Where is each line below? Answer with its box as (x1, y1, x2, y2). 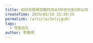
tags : (5, 21, 16, 26)
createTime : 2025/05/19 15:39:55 (5, 12, 75, 17)
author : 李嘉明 (5, 30, 34, 35)
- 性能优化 (9, 26, 29, 31)
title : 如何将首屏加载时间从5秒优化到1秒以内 (5, 7, 89, 12)
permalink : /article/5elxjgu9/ (5, 16, 70, 21)
